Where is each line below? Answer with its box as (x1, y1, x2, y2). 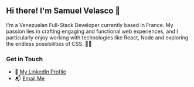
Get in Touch (6, 55, 43, 63)
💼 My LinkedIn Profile (14, 68, 66, 75)
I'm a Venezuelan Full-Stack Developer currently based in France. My (6, 21, 174, 28)
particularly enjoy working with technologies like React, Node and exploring (6, 34, 189, 41)
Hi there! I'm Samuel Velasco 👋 (6, 6, 121, 16)
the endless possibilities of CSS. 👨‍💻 (6, 40, 92, 47)
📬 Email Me (14, 75, 45, 82)
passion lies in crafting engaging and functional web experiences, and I (6, 28, 178, 35)
